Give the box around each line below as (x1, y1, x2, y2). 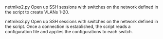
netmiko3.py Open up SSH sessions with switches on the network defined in (5, 19, 158, 24)
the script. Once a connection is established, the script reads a (5, 24, 131, 29)
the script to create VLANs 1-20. (5, 9, 70, 15)
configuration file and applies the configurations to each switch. (5, 29, 133, 34)
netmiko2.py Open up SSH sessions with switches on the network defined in (5, 4, 159, 10)
